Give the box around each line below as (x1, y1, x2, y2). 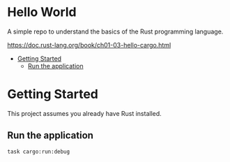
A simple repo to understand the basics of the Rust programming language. (7, 27, 224, 36)
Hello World (7, 4, 77, 20)
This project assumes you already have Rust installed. (7, 109, 162, 117)
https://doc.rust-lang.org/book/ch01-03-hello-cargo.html (7, 40, 171, 49)
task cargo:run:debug (7, 148, 70, 155)
